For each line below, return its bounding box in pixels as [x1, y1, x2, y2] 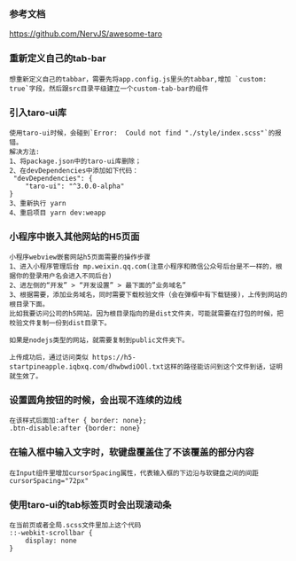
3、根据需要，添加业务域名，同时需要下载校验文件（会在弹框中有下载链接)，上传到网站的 [9, 291, 288, 300]
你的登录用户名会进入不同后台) [15, 272, 113, 281]
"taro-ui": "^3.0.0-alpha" [25, 182, 125, 191]
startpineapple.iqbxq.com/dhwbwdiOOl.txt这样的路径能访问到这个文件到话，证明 [9, 362, 284, 371]
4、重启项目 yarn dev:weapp [9, 208, 106, 217]
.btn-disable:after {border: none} [9, 424, 141, 433]
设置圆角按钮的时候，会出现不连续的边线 [9, 394, 182, 407]
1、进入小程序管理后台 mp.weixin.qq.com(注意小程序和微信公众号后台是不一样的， [9, 262, 277, 271]
